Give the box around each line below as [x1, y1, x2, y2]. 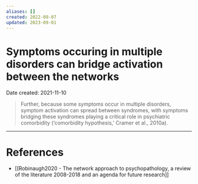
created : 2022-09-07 [6, 14, 57, 20]
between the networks [6, 70, 120, 83]
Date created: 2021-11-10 [6, 89, 67, 96]
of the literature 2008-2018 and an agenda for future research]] [14, 171, 169, 178]
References [6, 145, 64, 159]
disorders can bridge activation [6, 57, 163, 71]
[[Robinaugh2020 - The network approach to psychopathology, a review [14, 165, 192, 172]
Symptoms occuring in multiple [6, 45, 163, 58]
